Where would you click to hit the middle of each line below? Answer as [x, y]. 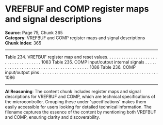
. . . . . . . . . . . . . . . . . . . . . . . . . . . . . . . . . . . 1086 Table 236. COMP [70, 67]
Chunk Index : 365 [23, 43]
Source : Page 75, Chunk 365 [34, 32]
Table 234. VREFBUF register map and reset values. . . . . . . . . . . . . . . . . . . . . [81, 57]
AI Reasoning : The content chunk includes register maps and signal [73, 91]
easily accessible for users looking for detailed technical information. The [78, 107]
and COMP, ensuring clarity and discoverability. [53, 117]
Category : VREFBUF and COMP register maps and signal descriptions [75, 38]
